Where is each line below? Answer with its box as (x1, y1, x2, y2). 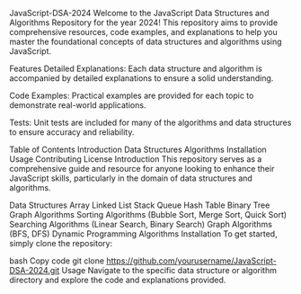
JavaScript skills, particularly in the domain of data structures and (9, 173, 253, 183)
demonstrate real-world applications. (9, 100, 146, 111)
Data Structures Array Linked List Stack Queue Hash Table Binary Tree (9, 200, 270, 210)
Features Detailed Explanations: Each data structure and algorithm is (9, 63, 262, 74)
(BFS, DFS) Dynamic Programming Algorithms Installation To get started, (9, 228, 278, 239)
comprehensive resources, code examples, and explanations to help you (9, 27, 279, 37)
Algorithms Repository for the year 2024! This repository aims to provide (9, 17, 279, 28)
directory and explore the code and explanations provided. (9, 274, 226, 285)
